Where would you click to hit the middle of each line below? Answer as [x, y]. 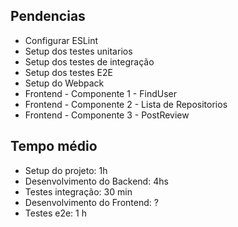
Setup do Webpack [64, 83]
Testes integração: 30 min [78, 191]
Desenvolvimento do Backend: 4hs [96, 181]
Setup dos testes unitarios [78, 51]
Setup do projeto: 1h [66, 170]
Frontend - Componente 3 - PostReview [107, 115]
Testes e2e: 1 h [55, 213]
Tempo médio [54, 146]
